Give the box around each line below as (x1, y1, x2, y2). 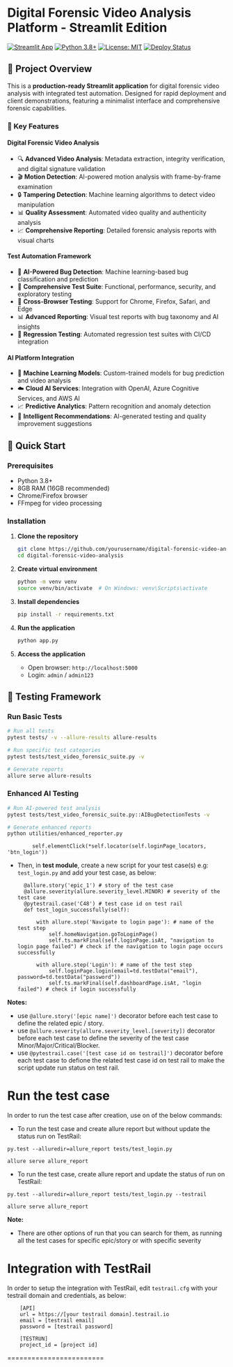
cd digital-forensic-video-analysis (17, 552, 124, 559)
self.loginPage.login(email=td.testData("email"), (48, 968, 199, 975)
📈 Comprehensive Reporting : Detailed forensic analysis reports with (17, 226, 217, 235)
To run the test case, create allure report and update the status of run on (17, 1170, 225, 1178)
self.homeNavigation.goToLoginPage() (48, 931, 158, 938)
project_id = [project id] (19, 1342, 98, 1349)
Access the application (17, 649, 86, 658)
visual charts (17, 236, 54, 244)
